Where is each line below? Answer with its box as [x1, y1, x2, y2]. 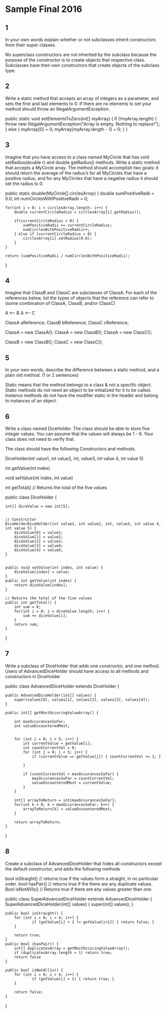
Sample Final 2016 [5, 3, 83, 15]
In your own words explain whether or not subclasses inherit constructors [5, 36, 156, 42]
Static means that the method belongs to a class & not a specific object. [5, 382, 153, 388]
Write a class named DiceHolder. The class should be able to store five [5, 426, 150, 432]
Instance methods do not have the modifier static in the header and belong [5, 392, 158, 398]
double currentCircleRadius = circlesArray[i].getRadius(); [14, 209, 141, 214]
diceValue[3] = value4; [14, 543, 64, 548]
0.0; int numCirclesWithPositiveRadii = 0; [5, 195, 88, 201]
